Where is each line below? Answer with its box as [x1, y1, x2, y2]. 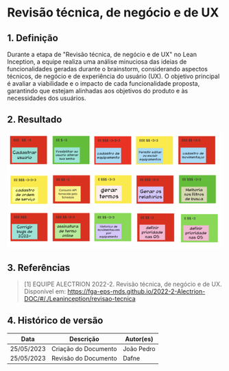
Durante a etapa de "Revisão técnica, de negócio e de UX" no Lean [7, 50, 197, 58]
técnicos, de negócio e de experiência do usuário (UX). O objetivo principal [7, 72, 220, 80]
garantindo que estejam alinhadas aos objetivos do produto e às [7, 87, 189, 95]
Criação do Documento [51, 344, 117, 352]
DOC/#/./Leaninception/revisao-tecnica [23, 295, 136, 303]
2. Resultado [7, 114, 62, 125]
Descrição [69, 335, 99, 343]
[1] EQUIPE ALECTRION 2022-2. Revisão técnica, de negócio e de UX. [23, 280, 222, 289]
